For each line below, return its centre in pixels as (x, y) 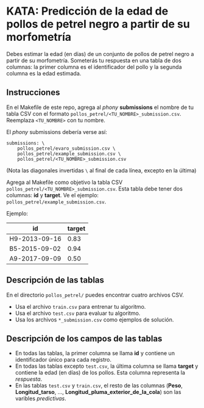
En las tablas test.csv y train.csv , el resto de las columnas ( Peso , (99, 385)
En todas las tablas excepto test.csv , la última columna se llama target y (107, 366)
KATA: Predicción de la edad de (87, 11)
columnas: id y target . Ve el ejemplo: (53, 195)
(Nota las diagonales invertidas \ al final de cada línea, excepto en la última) (101, 170)
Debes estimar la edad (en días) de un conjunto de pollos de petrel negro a (100, 54)
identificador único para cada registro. (63, 360)
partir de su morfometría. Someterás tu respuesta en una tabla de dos (94, 60)
